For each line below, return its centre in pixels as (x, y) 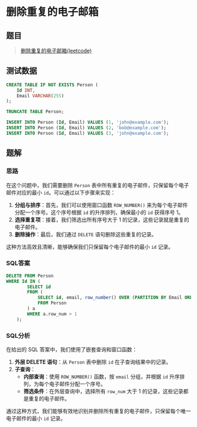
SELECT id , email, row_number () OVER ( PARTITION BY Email (110, 298)
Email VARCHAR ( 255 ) (40, 96)
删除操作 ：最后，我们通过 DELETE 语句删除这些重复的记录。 (86, 234)
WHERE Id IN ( (23, 281)
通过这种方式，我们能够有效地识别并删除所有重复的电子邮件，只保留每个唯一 (98, 411)
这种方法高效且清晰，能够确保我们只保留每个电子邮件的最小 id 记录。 (90, 246)
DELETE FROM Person (30, 276)
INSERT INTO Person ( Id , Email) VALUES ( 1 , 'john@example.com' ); (87, 123)
